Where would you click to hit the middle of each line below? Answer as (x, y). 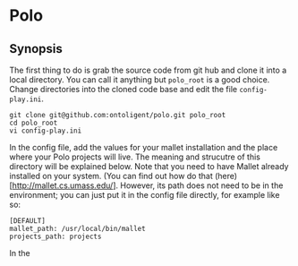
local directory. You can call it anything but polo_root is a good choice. (140, 80)
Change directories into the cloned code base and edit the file (123, 89)
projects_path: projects (55, 236)
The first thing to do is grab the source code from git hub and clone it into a (148, 70)
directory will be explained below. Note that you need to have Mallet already (149, 166)
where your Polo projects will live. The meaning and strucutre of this (135, 157)
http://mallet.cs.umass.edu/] (64, 185)
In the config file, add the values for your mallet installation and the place (144, 147)
